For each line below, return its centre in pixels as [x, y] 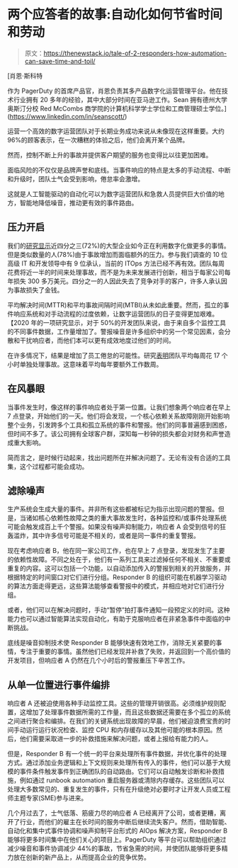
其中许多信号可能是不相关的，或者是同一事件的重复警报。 [115, 536]
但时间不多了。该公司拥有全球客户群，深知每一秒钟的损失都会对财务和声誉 [116, 433]
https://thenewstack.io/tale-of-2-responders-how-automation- [135, 53]
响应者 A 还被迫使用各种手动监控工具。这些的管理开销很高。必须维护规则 [114, 703]
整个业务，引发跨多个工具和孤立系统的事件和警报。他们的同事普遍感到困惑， [119, 425]
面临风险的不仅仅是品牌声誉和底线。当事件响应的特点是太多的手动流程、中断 [119, 170]
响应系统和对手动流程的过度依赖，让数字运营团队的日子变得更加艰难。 [115, 314]
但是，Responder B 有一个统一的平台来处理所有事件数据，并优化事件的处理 [117, 754]
